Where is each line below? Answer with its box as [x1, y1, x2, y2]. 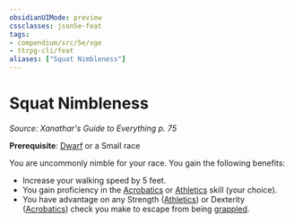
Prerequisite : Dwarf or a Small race [9, 140, 141, 150]
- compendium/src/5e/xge [9, 38, 102, 47]
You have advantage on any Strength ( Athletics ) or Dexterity [22, 193, 245, 204]
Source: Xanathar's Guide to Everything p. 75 [9, 123, 177, 133]
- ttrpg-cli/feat [9, 47, 74, 56]
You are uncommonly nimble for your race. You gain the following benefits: [9, 158, 285, 168]
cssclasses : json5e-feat [9, 21, 102, 30]
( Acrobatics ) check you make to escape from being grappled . [22, 203, 250, 214]
